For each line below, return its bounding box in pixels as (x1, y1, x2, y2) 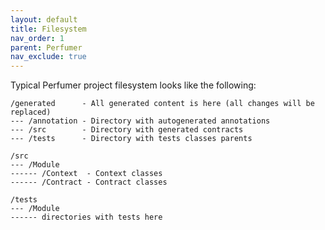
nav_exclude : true (10, 52, 87, 62)
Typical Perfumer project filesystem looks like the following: (10, 79, 257, 91)
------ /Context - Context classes (10, 169, 163, 179)
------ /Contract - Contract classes (10, 177, 168, 188)
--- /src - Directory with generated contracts (10, 125, 244, 135)
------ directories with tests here (10, 212, 163, 223)
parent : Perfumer (10, 42, 83, 53)
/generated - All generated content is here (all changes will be (10, 99, 315, 109)
